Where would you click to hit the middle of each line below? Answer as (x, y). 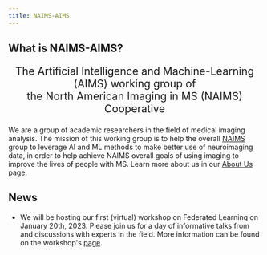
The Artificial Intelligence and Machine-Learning (135, 72)
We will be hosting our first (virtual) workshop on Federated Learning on (139, 217)
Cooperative (135, 109)
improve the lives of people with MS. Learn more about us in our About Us (131, 164)
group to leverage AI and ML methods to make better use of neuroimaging (131, 147)
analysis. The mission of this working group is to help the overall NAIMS (127, 139)
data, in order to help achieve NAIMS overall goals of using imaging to (123, 156)
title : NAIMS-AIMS (39, 16)
